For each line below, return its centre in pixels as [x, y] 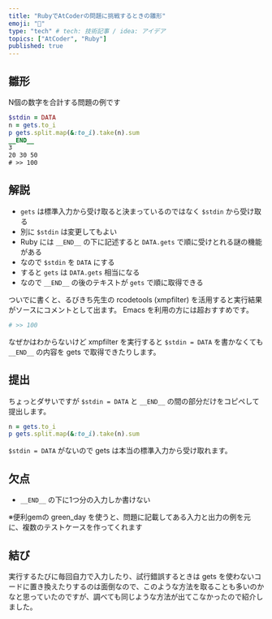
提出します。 [30, 411]
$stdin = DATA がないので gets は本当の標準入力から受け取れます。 [121, 451]
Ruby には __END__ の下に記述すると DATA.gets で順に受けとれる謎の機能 [141, 241]
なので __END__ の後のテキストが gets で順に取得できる [112, 282]
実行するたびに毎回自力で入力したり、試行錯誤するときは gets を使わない [131, 576]
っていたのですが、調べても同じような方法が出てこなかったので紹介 [143, 596]
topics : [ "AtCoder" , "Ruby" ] [58, 39]
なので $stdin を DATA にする [67, 262]
